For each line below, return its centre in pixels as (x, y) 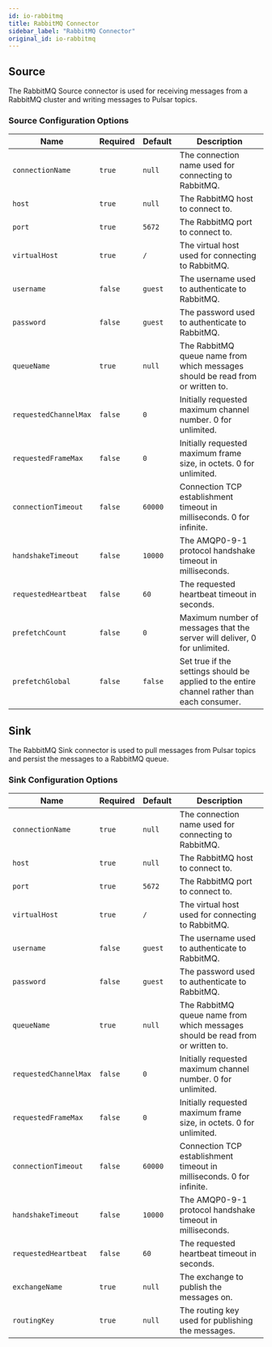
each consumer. (210, 702)
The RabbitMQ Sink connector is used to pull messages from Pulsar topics (132, 751)
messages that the (215, 628)
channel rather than (217, 692)
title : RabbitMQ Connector (54, 24)
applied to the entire (218, 682)
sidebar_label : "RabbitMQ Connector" (72, 31)
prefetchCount (40, 633)
